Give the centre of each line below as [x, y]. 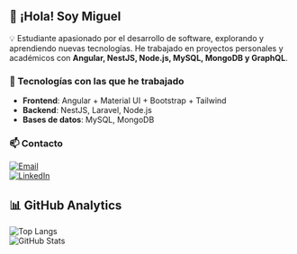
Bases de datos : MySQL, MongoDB [88, 120]
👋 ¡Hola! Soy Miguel [65, 17]
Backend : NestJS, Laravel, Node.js [87, 110]
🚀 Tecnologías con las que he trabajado [97, 81]
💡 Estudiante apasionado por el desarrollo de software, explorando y [136, 38]
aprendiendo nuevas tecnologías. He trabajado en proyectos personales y [146, 48]
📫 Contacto [36, 144]
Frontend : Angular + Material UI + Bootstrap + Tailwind [124, 101]
